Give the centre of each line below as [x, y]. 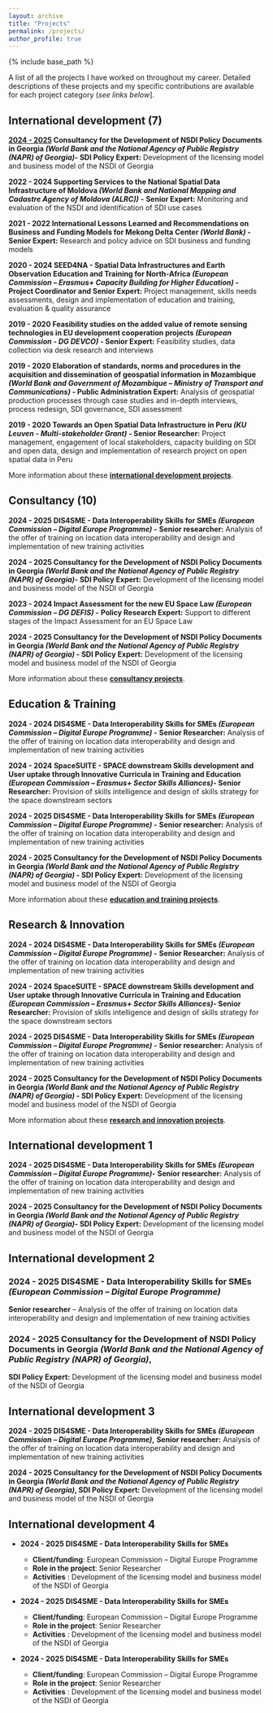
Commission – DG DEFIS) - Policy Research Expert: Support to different [130, 612]
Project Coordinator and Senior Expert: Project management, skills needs [133, 291]
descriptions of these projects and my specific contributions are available [131, 86]
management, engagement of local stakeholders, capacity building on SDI [132, 442]
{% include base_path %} [51, 62]
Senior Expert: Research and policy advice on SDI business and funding [130, 241]
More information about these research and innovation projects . [117, 1120]
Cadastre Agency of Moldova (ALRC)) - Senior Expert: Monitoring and [128, 199]
